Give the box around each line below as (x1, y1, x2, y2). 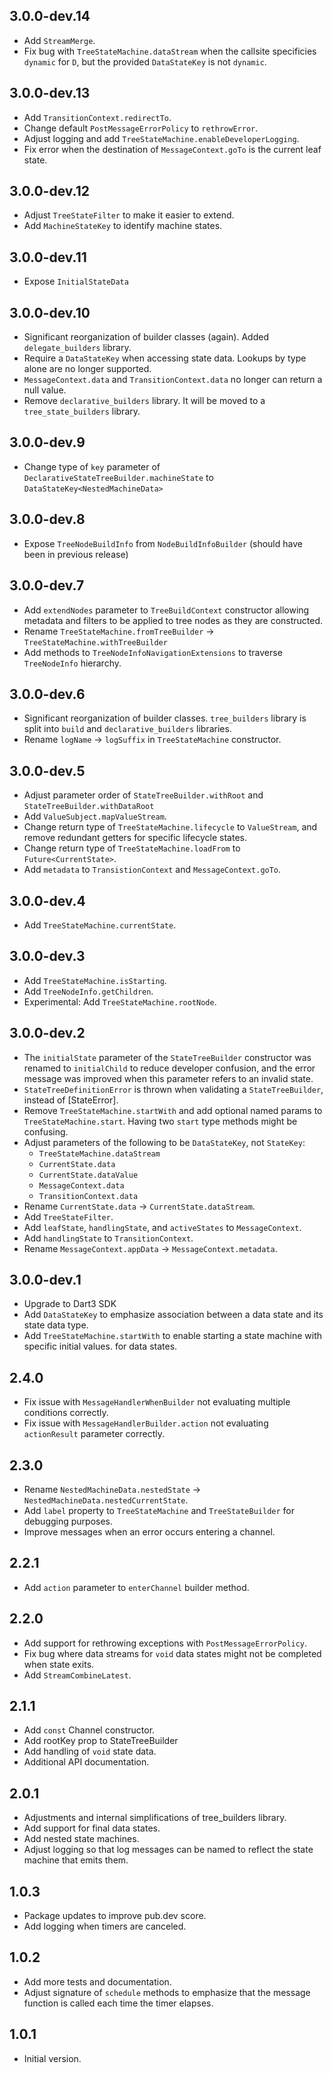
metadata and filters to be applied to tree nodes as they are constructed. (23, 614, 324, 626)
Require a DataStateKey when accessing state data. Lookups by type (23, 352, 307, 364)
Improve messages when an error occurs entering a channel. (23, 1526, 276, 1538)
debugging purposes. (23, 1515, 114, 1527)
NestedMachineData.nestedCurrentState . (23, 1494, 189, 1506)
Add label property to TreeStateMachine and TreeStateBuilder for (23, 1505, 296, 1516)
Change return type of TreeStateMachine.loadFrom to (23, 842, 241, 854)
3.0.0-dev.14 (9, 8, 91, 25)
